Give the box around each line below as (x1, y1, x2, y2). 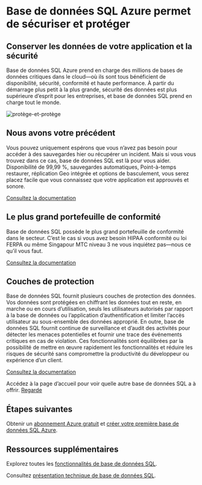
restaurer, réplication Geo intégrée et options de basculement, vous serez (6, 169, 189, 177)
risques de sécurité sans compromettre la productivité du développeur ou (6, 350, 189, 357)
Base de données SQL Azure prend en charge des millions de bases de (6, 67, 183, 74)
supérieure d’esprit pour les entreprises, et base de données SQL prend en (6, 93, 192, 99)
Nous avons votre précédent (6, 128, 116, 138)
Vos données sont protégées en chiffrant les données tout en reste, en (6, 299, 182, 306)
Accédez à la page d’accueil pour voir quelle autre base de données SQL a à (6, 380, 196, 388)
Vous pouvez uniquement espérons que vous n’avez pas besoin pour (6, 144, 178, 151)
